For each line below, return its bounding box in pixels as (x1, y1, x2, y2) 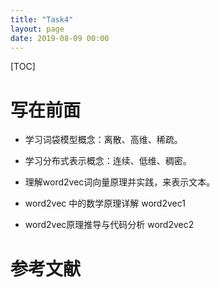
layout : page (10, 24, 65, 34)
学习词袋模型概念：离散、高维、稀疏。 (24, 134, 183, 146)
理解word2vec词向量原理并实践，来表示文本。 (24, 176, 216, 188)
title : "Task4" (10, 14, 74, 25)
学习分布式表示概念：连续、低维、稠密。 (24, 155, 192, 167)
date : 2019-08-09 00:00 (10, 33, 110, 43)
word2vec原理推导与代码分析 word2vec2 (24, 219, 195, 231)
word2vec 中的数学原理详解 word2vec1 (24, 197, 186, 210)
